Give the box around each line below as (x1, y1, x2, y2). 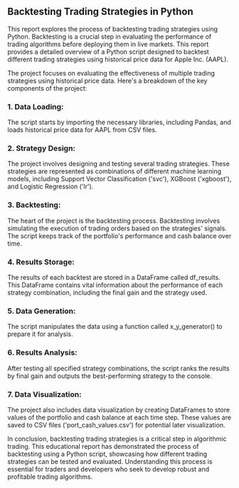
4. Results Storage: (7, 257, 75, 267)
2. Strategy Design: (7, 143, 76, 153)
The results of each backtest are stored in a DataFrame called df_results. (7, 273, 221, 281)
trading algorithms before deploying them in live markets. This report (7, 39, 209, 49)
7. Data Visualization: (7, 389, 82, 399)
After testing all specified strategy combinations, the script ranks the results (7, 364, 230, 372)
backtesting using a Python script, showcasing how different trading (7, 449, 208, 458)
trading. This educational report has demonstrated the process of (7, 442, 199, 450)
